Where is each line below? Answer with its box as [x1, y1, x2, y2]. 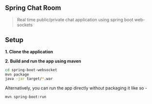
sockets [16, 22, 33, 28]
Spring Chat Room [5, 4, 61, 12]
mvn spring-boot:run [5, 94, 47, 100]
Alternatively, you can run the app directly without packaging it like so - [5, 85, 148, 91]
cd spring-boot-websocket [5, 67, 57, 72]
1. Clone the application [5, 48, 53, 55]
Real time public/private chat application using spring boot [16, 16, 134, 22]
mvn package [5, 72, 29, 77]
